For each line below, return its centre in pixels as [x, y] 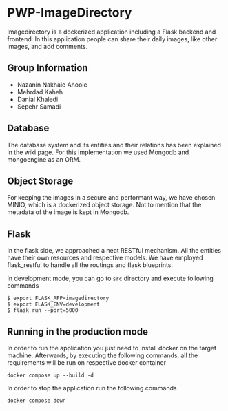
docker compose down [37, 401]
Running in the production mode [77, 331]
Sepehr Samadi [39, 106]
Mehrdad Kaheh [40, 92]
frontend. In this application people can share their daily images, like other [112, 39]
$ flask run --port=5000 [43, 310]
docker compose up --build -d [51, 375]
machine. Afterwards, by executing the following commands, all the [103, 355]
